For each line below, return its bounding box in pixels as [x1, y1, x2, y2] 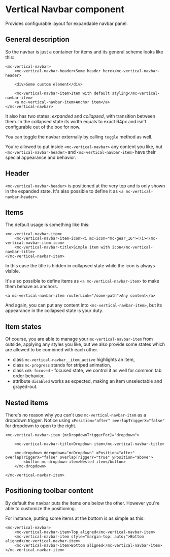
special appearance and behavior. [5, 154, 76, 160]
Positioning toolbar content [5, 486, 94, 495]
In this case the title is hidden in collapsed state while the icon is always [5, 263, 155, 269]
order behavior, [12, 373, 45, 379]
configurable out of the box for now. [5, 124, 81, 130]
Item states [5, 322, 42, 331]
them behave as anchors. [5, 284, 58, 290]
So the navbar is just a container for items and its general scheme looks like [5, 48, 163, 54]
